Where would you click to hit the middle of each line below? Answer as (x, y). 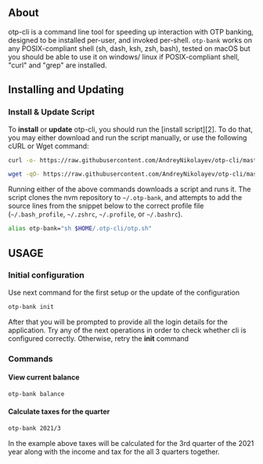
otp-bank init (31, 306)
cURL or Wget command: (49, 146)
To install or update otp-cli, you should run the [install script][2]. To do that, (130, 129)
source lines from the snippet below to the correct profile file (106, 206)
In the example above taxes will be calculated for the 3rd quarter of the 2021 (131, 443)
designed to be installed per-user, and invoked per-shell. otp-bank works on (130, 40)
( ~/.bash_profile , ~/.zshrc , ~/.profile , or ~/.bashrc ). (95, 214)
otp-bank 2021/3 (34, 428)
